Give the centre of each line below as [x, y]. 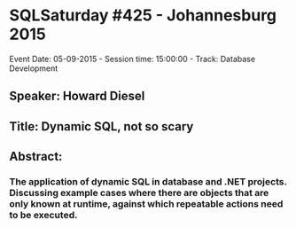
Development [34, 68]
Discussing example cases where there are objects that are [139, 193]
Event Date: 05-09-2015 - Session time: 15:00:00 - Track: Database [132, 59]
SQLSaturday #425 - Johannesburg [143, 16]
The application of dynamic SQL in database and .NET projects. [148, 182]
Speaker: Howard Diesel [77, 96]
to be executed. [43, 216]
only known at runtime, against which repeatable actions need [146, 204]
